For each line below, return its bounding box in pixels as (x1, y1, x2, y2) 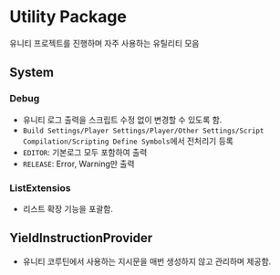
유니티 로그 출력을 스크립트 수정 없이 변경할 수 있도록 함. (22, 114, 223, 125)
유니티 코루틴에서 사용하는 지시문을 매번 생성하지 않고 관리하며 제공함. (22, 256, 272, 267)
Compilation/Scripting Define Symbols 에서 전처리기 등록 (22, 135, 234, 146)
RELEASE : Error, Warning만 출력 (22, 158, 135, 169)
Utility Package (9, 6, 128, 27)
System (9, 65, 55, 80)
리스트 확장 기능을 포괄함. (22, 203, 114, 214)
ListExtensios (9, 181, 71, 194)
